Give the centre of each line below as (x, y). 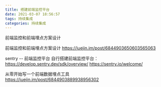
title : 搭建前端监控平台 (27, 10)
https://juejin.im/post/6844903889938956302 (52, 80)
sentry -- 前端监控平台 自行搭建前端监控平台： (52, 59)
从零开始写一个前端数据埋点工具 (37, 74)
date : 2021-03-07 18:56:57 (33, 14)
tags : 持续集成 (19, 19)
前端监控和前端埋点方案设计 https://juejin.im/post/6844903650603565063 (80, 48)
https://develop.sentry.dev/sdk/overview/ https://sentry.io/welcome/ (74, 64)
